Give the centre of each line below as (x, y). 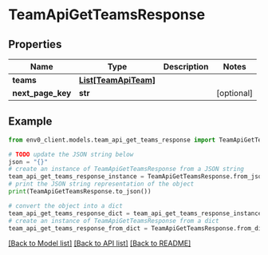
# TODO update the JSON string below (71, 154)
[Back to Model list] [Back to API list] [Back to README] (100, 243)
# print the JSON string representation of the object (101, 184)
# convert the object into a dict (66, 205)
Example (30, 122)
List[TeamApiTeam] (117, 80)
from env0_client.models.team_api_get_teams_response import (112, 140)
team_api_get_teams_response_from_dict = (78, 228)
